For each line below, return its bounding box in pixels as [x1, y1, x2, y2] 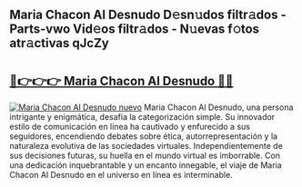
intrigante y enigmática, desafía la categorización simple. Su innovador [9, 112, 276, 122]
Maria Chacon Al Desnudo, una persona [144, 102, 294, 113]
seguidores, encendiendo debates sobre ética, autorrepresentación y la [9, 131, 278, 142]
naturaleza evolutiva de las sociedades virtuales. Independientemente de [9, 141, 284, 151]
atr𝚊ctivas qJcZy [9, 35, 109, 51]
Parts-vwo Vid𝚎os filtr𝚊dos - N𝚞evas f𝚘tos [9, 22, 260, 37]
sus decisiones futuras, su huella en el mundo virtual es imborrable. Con [9, 150, 280, 161]
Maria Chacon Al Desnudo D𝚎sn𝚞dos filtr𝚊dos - [9, 7, 287, 23]
